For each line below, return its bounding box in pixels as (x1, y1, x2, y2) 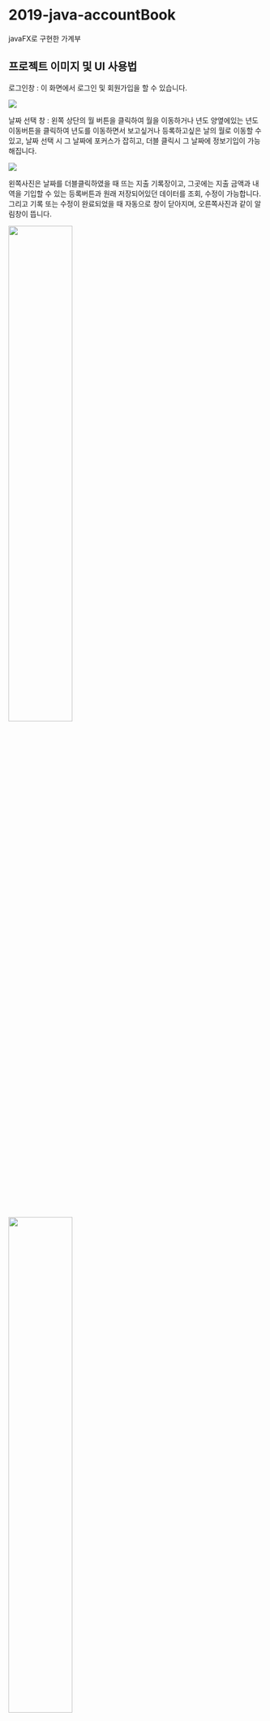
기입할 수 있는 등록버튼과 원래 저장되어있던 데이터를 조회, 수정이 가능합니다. (23, 189, 262, 198)
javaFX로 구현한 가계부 (8, 33, 81, 43)
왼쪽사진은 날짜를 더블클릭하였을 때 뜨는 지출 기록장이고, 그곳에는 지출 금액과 (8, 178, 251, 188)
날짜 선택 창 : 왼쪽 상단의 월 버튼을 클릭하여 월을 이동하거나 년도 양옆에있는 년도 (8, 115, 259, 125)
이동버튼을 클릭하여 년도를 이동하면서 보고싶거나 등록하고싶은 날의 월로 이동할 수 (8, 125, 262, 135)
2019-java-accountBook (8, 6, 176, 24)
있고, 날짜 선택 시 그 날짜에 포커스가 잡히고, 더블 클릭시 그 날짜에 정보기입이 (8, 136, 246, 146)
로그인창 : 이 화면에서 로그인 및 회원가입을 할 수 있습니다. (8, 83, 188, 93)
